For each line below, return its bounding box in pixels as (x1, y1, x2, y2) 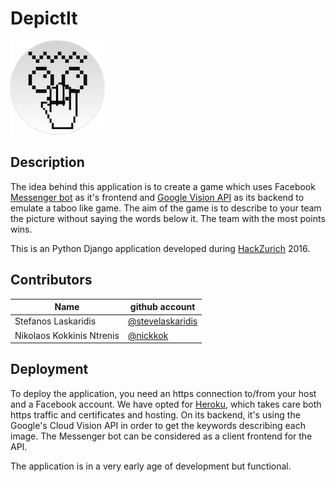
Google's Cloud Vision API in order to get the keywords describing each (10, 419, 306, 431)
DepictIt (10, 7, 78, 30)
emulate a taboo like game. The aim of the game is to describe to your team (10, 202, 322, 214)
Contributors (10, 272, 93, 289)
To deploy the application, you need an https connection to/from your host (10, 387, 317, 399)
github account (129, 301, 196, 313)
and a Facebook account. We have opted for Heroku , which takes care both (10, 398, 322, 410)
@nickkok (127, 329, 169, 341)
